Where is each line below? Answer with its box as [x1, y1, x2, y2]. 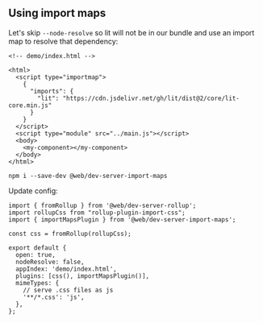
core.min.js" [8, 101, 52, 110]
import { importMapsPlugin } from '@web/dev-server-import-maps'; [8, 215, 236, 224]
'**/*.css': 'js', [23, 293, 85, 301]
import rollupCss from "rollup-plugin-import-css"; [8, 209, 186, 217]
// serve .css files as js [23, 286, 114, 294]
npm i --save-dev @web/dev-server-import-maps [8, 172, 168, 180]
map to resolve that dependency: [8, 36, 119, 46]
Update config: [8, 185, 58, 196]
